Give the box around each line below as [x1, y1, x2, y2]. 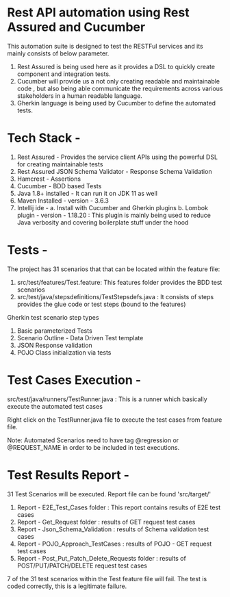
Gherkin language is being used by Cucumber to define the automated [16, 99, 216, 107]
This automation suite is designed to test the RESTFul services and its [7, 42, 203, 50]
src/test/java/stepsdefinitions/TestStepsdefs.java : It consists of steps [16, 292, 214, 301]
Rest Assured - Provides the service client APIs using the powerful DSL [16, 153, 218, 161]
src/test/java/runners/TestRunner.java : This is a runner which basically [7, 395, 207, 403]
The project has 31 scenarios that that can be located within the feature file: [7, 265, 220, 273]
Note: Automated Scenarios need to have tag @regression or [7, 436, 179, 444]
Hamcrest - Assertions [16, 175, 81, 183]
